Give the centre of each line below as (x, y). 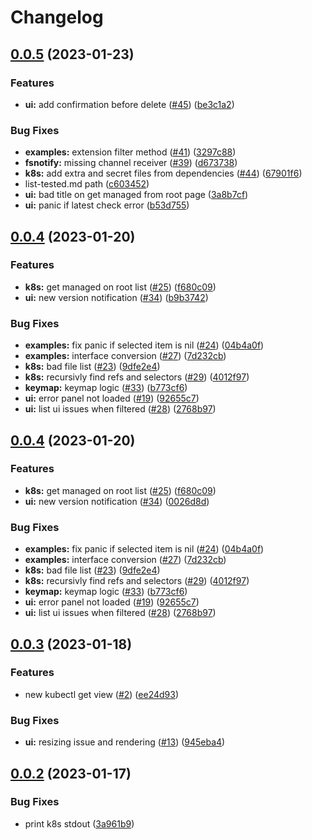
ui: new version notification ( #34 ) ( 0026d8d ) (117, 501)
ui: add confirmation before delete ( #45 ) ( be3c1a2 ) (129, 104)
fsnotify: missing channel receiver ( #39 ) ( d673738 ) (131, 163)
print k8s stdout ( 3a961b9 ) (79, 823)
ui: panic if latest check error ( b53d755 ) (107, 205)
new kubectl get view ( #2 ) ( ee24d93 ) (102, 694)
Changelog (57, 17)
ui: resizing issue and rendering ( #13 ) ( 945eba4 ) (125, 742)
